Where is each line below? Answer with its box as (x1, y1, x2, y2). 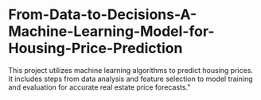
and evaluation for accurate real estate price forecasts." (8, 82, 191, 92)
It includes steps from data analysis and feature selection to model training (8, 74, 253, 83)
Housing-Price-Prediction (8, 40, 183, 57)
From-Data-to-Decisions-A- (8, 6, 197, 24)
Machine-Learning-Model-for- (8, 22, 215, 40)
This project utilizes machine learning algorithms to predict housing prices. (8, 65, 253, 75)
